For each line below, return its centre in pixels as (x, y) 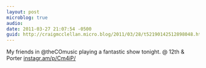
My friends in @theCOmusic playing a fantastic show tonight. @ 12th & (96, 52)
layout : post (23, 12)
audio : (15, 23)
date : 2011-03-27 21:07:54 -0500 (49, 29)
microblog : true (27, 18)
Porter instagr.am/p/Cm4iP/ (41, 58)
